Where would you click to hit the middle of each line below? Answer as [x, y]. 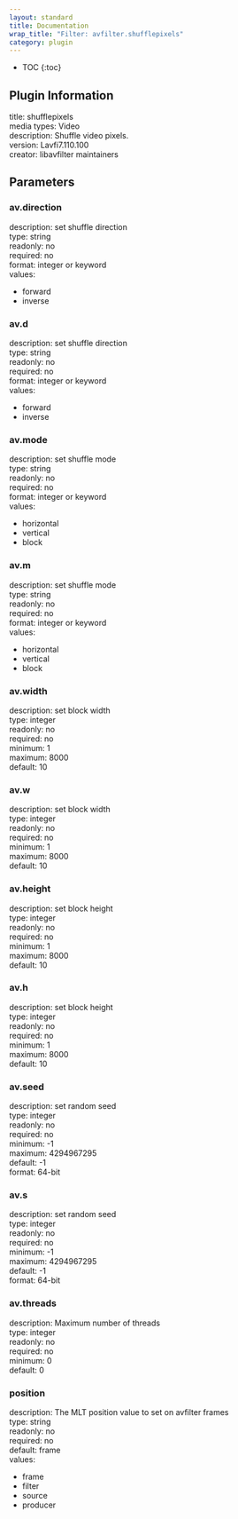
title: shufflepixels [41, 117]
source [35, 1496]
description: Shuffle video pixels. [69, 136]
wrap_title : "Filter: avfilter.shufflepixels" [96, 34]
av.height [30, 889]
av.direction [35, 208]
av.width [28, 691]
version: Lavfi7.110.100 [49, 145]
